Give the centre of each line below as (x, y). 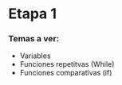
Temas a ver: (34, 39)
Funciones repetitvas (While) (67, 64)
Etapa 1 (33, 14)
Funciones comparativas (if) (66, 73)
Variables (35, 56)
